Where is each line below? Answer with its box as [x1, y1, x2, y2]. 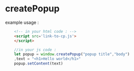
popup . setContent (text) [14, 61, 64, 66]
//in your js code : [14, 47, 57, 52]
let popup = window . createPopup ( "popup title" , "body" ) [14, 52, 130, 57]
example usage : [5, 19, 39, 25]
